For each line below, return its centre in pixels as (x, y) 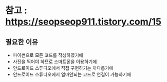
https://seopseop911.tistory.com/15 (83, 22)
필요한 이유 (22, 42)
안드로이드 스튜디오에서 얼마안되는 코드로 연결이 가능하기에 (72, 74)
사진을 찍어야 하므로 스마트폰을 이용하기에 (55, 61)
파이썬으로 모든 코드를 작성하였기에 (48, 55)
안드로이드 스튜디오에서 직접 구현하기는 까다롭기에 (63, 68)
